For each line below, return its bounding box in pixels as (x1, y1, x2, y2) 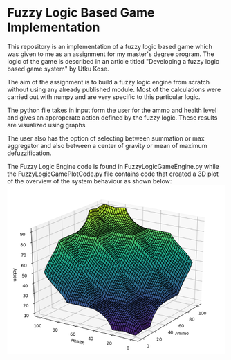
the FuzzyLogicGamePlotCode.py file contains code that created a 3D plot (7, 170, 219, 178)
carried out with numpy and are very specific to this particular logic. (7, 92, 201, 101)
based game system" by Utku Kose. (7, 64, 109, 73)
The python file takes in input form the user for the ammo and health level (7, 106, 217, 114)
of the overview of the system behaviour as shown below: (7, 177, 172, 185)
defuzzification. (7, 149, 52, 157)
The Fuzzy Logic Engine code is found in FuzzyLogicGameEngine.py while (7, 162, 220, 170)
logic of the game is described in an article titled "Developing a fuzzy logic (7, 57, 220, 65)
